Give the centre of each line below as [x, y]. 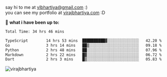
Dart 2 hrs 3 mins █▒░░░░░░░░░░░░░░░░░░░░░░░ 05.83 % [83, 59]
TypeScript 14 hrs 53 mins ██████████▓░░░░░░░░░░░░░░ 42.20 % [83, 41]
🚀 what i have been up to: [32, 22]
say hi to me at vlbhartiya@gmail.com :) [46, 7]
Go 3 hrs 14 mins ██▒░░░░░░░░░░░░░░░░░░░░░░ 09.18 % [83, 45]
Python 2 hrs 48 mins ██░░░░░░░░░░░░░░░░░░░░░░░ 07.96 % [83, 50]
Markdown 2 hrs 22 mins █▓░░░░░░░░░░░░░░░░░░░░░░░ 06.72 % [83, 55]
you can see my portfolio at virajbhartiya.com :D [55, 13]
